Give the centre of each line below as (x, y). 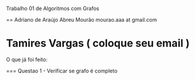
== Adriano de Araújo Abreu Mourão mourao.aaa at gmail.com (82, 20)
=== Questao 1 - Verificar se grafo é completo (62, 71)
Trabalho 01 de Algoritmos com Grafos (53, 8)
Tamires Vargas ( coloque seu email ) (98, 44)
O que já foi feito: (27, 59)
